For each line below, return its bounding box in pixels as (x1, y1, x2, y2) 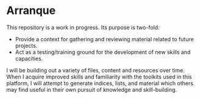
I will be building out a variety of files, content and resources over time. (6, 66, 185, 73)
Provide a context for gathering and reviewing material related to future (15, 35, 194, 43)
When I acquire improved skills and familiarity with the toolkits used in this (6, 73, 192, 80)
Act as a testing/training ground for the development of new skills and (15, 48, 191, 55)
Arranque (6, 4, 56, 18)
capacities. (15, 55, 43, 62)
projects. (15, 42, 38, 49)
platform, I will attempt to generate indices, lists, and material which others (6, 80, 194, 87)
